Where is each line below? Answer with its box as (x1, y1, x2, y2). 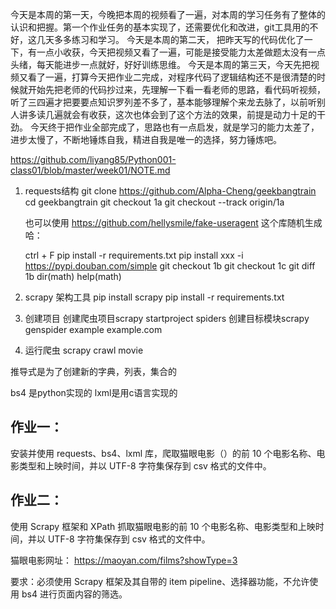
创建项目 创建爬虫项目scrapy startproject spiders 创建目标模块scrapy (24, 313, 310, 324)
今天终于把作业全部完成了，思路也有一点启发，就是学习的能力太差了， (29, 121, 320, 133)
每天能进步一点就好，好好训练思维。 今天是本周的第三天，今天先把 (36, 59, 311, 70)
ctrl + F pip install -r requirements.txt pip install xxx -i (24, 249, 244, 261)
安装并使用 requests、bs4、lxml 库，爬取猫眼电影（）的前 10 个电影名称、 (10, 447, 317, 459)
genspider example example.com (24, 324, 163, 335)
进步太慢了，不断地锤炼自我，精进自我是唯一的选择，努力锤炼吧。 (10, 134, 282, 145)
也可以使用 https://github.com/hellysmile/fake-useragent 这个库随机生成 (24, 217, 323, 228)
